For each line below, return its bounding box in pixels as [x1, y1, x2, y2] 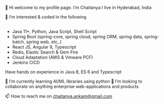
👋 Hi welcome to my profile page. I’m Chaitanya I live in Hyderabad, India [5, 5, 152, 10]
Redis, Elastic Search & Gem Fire [12, 49, 78, 55]
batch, [12, 39, 25, 45]
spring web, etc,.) [26, 39, 62, 45]
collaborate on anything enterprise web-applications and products [5, 84, 139, 89]
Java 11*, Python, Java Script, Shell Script [12, 29, 97, 34]
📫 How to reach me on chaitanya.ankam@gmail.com [5, 93, 113, 99]
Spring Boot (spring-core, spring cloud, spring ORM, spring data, [12, 34, 143, 39]
